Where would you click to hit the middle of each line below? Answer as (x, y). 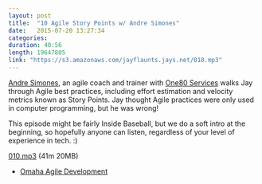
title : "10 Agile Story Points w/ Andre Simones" (94, 23)
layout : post (30, 16)
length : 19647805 (37, 53)
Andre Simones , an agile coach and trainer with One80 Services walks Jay (131, 82)
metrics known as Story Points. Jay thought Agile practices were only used (131, 100)
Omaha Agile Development (64, 171)
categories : (28, 38)
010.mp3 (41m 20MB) (43, 155)
